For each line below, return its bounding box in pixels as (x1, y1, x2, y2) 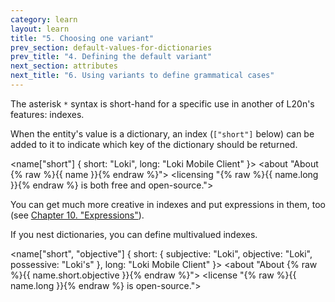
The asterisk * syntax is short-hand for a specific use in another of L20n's (10, 97, 315, 110)
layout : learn (10, 24, 70, 34)
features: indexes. (10, 108, 85, 120)
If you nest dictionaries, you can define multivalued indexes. (10, 228, 258, 240)
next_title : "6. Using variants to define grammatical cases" (10, 71, 275, 81)
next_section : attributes (10, 61, 118, 71)
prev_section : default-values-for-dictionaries (10, 42, 213, 53)
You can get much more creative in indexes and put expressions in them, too (10, 198, 326, 210)
